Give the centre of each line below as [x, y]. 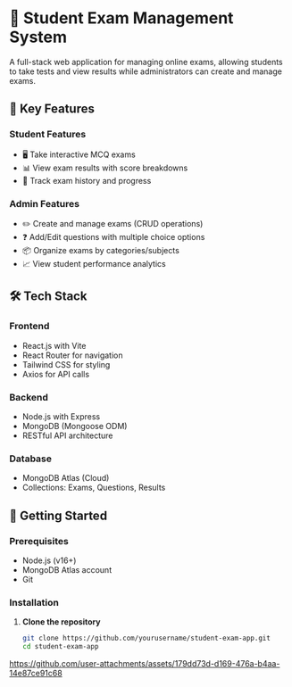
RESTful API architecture [67, 435]
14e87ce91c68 [36, 673]
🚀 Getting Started [58, 515]
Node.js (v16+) [49, 560]
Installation [34, 602]
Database [30, 459]
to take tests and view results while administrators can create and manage [146, 71]
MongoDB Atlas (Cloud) [66, 478]
